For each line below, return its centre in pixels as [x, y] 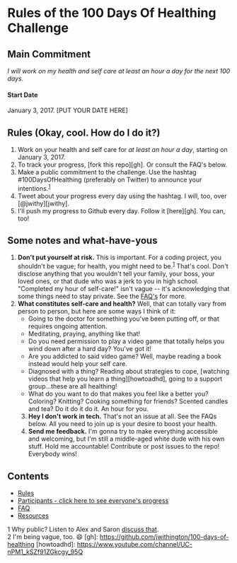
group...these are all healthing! [73, 386]
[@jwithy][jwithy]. [43, 203]
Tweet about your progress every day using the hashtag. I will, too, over [122, 196]
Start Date [23, 95]
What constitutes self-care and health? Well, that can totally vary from [122, 304]
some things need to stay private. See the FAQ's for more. [102, 296]
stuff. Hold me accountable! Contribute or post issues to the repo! [124, 446]
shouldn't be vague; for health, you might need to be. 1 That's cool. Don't [123, 266]
